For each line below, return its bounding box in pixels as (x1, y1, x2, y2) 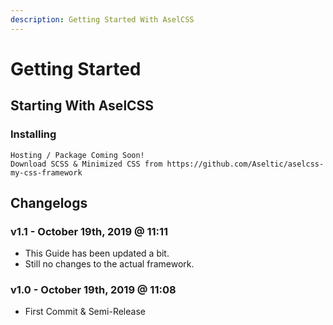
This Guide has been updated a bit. (24, 247, 170, 260)
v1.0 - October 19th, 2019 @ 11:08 (10, 283, 177, 297)
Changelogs (10, 194, 88, 211)
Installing (10, 127, 57, 141)
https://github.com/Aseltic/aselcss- (166, 159, 325, 169)
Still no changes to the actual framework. (24, 258, 195, 270)
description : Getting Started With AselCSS (10, 14, 195, 25)
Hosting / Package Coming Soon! (10, 150, 145, 160)
